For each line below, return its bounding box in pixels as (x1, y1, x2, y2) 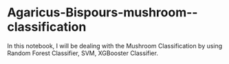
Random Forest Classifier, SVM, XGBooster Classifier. (7, 49, 158, 57)
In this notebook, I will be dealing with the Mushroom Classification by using (7, 42, 223, 50)
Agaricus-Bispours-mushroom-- (7, 5, 198, 20)
